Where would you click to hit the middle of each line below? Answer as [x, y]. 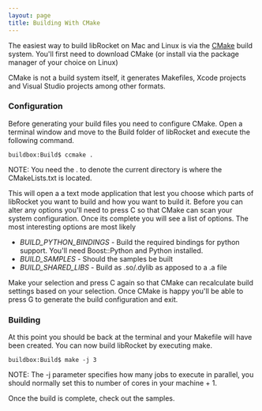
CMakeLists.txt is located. [50, 178]
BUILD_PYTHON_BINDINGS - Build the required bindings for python [129, 242]
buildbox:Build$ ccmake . [51, 155]
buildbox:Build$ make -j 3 [52, 360]
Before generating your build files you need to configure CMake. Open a [125, 123]
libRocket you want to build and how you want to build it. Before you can [125, 202]
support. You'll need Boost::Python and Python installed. [111, 251]
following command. [41, 140]
